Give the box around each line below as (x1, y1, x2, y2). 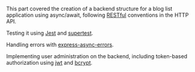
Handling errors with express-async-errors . (6, 41, 114, 48)
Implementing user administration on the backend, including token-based (6, 53, 188, 59)
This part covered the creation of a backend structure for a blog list (6, 5, 173, 12)
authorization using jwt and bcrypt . (6, 59, 93, 66)
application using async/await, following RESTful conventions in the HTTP (6, 11, 189, 19)
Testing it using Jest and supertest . (6, 29, 94, 37)
